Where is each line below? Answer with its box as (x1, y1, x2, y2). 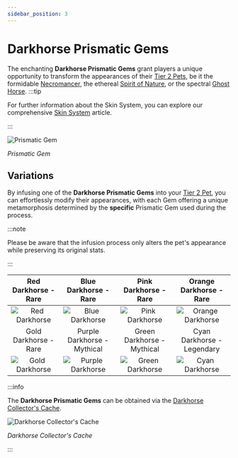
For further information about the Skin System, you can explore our (7, 101, 203, 109)
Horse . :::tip (7, 86, 42, 96)
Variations (7, 169, 55, 181)
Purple (76, 326, 99, 336)
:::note (7, 224, 26, 234)
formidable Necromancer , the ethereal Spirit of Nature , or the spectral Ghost (7, 79, 230, 88)
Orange (188, 277, 215, 287)
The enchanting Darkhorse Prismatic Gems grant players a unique (7, 64, 203, 73)
